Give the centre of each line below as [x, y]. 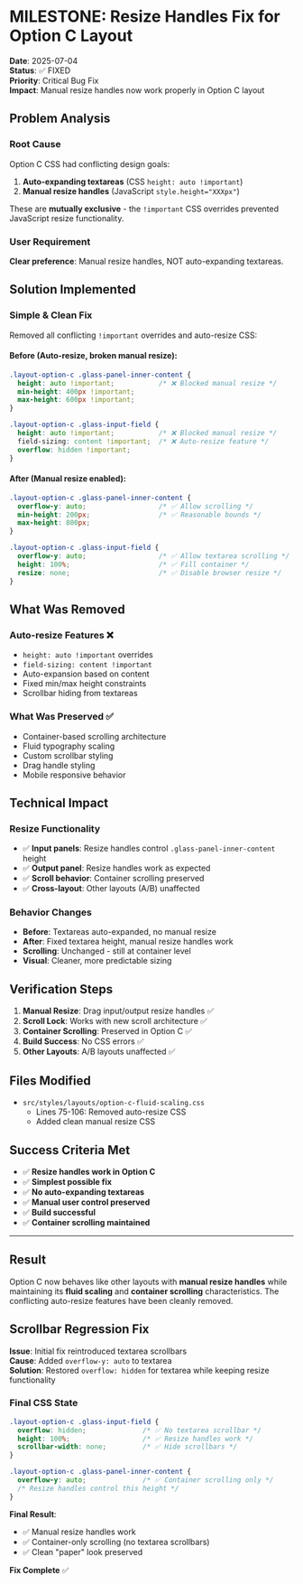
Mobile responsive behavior [74, 775]
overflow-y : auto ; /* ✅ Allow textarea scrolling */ [154, 556]
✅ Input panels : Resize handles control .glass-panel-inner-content [149, 848]
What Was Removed [67, 609]
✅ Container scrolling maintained [86, 1222]
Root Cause [35, 144]
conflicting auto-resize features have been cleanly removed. [121, 1300]
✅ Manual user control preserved [86, 1202]
